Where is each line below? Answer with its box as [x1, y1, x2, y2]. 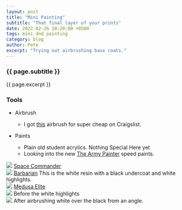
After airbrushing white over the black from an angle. [13, 197, 144, 205]
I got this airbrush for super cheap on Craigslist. [23, 121, 141, 128]
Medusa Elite [13, 183, 46, 190]
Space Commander [13, 162, 61, 170]
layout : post [6, 8, 39, 15]
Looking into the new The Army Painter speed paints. [23, 150, 155, 157]
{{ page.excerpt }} [6, 81, 51, 88]
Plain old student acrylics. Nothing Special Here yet [23, 144, 150, 151]
